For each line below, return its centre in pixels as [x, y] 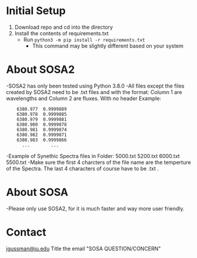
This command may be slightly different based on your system [108, 46]
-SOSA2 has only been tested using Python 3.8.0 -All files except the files [95, 86]
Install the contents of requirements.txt [61, 33]
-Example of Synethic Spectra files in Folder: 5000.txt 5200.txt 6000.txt [93, 156]
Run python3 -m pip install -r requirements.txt [84, 39]
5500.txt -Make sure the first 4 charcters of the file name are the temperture [98, 162]
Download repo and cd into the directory [64, 27]
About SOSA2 [41, 70]
